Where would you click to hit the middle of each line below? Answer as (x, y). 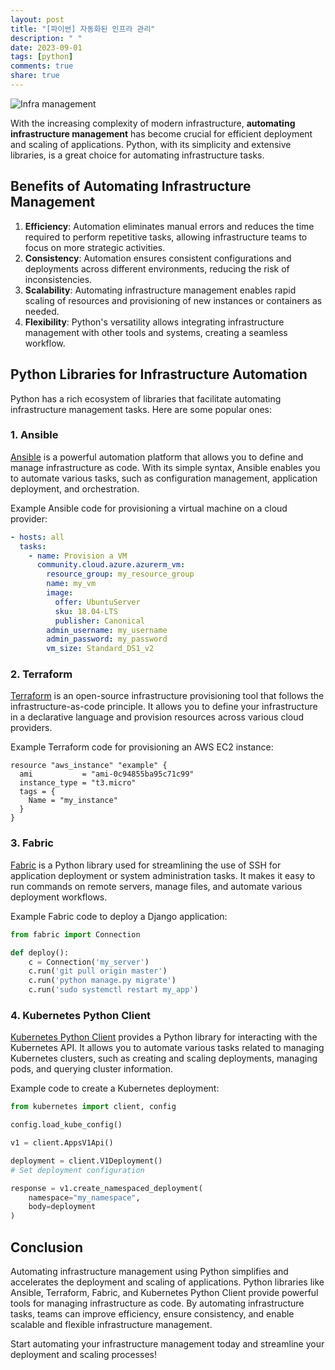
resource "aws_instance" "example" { (89, 766)
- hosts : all (37, 537)
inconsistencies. (58, 279)
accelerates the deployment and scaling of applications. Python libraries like (167, 1282)
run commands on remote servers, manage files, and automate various (156, 886)
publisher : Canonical (99, 621)
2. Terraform (41, 674)
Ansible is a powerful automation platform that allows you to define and (157, 457)
